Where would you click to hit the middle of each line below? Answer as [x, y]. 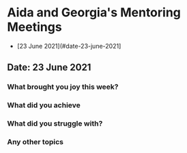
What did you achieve [44, 105]
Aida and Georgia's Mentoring [94, 13]
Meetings [35, 27]
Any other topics [35, 142]
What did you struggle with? [55, 124]
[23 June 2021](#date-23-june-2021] [69, 46]
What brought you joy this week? [63, 87]
